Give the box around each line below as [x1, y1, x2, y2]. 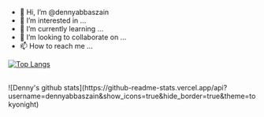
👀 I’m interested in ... [19, 16, 87, 25]
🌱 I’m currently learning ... [19, 24, 104, 33]
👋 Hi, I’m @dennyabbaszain [19, 8, 110, 16]
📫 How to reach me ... [19, 42, 93, 50]
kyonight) [8, 100, 39, 109]
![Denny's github [8, 83, 62, 92]
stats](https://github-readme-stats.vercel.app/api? [63, 83, 228, 92]
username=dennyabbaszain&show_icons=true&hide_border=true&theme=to [8, 91, 256, 101]
